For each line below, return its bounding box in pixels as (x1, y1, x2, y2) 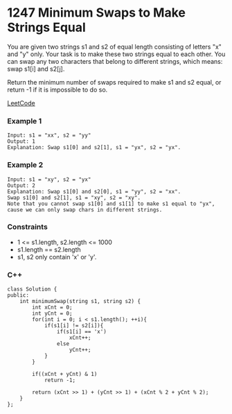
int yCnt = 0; (32, 310, 73, 317)
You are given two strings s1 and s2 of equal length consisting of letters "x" (7, 42, 222, 51)
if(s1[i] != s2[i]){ (44, 322, 104, 329)
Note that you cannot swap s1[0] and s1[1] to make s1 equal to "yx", (7, 200, 215, 207)
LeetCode (7, 98, 36, 107)
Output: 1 (7, 138, 36, 145)
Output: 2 (7, 182, 36, 189)
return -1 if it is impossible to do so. (7, 85, 108, 94)
